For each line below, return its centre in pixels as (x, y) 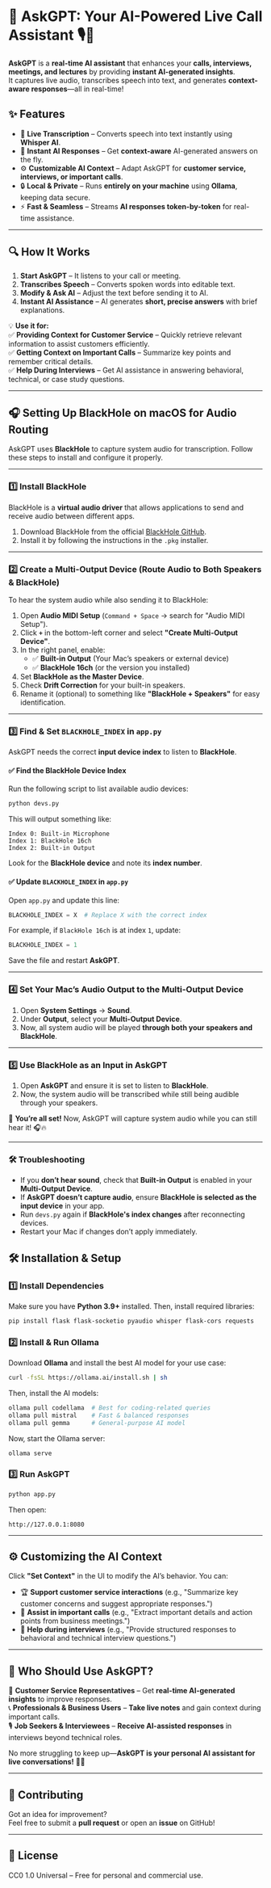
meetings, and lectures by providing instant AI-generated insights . (122, 71)
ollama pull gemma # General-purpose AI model (97, 1423)
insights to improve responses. (60, 1699)
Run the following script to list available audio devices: (98, 789)
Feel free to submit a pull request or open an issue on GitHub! (112, 1823)
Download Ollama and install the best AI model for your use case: (117, 1363)
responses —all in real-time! (77, 89)
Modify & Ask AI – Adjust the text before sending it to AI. (114, 292)
